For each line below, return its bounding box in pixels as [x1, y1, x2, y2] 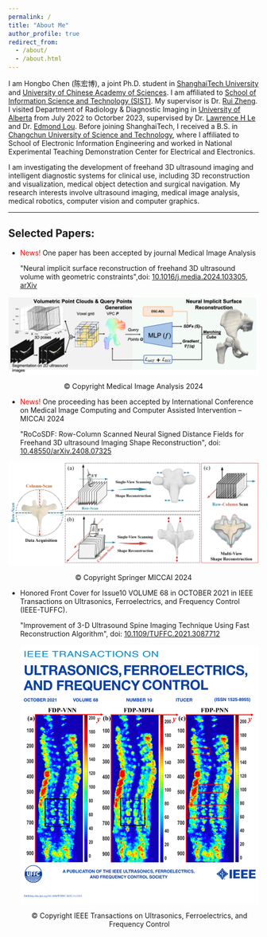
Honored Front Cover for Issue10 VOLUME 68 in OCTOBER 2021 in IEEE [19, 588, 253, 598]
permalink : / [8, 13, 52, 21]
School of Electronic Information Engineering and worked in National [8, 139, 233, 147]
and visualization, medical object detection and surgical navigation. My [8, 179, 241, 189]
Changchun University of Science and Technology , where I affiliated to [8, 130, 240, 139]
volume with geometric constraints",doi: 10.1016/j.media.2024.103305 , [19, 272, 248, 281]
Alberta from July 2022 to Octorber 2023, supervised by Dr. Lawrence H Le [8, 113, 256, 123]
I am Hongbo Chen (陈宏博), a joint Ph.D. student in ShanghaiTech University [8, 79, 259, 88]
